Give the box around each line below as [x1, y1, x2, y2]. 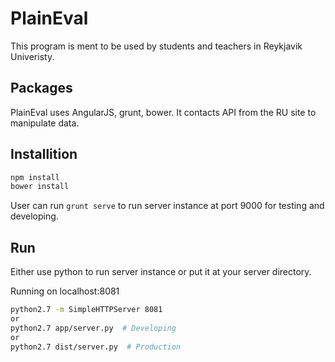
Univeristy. [10, 50, 55, 62]
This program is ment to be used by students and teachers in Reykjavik [10, 40, 303, 52]
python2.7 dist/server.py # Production [10, 342, 182, 352]
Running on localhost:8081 [10, 285, 120, 297]
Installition [10, 146, 78, 163]
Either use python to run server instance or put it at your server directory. [10, 266, 312, 278]
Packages [10, 80, 73, 97]
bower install [10, 182, 70, 192]
